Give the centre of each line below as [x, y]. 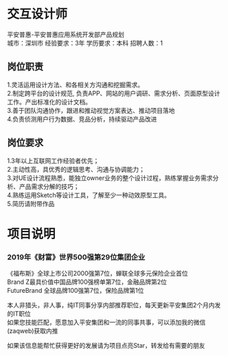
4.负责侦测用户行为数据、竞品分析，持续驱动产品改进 [82, 119]
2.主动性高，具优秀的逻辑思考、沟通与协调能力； [76, 169]
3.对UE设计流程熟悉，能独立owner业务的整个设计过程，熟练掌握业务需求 [110, 178]
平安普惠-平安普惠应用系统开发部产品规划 [66, 34]
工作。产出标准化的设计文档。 [49, 102]
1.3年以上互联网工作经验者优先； [53, 160]
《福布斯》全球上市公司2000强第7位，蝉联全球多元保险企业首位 [98, 274]
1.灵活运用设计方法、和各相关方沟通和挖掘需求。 [76, 85]
